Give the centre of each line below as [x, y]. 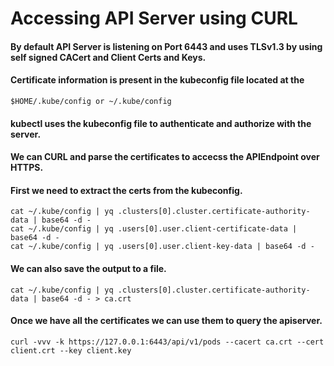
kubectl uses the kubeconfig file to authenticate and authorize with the [161, 123]
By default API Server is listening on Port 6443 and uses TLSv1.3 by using [166, 46]
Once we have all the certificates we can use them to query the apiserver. [166, 321]
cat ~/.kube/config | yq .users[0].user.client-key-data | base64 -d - [162, 247]
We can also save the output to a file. [88, 268]
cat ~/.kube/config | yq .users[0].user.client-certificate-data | [154, 229]
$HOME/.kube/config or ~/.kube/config [91, 101]
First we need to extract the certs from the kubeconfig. [126, 190]
